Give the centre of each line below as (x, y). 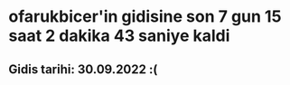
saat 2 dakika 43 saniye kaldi (119, 36)
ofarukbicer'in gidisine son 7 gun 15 (145, 17)
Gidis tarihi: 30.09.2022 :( (83, 69)
